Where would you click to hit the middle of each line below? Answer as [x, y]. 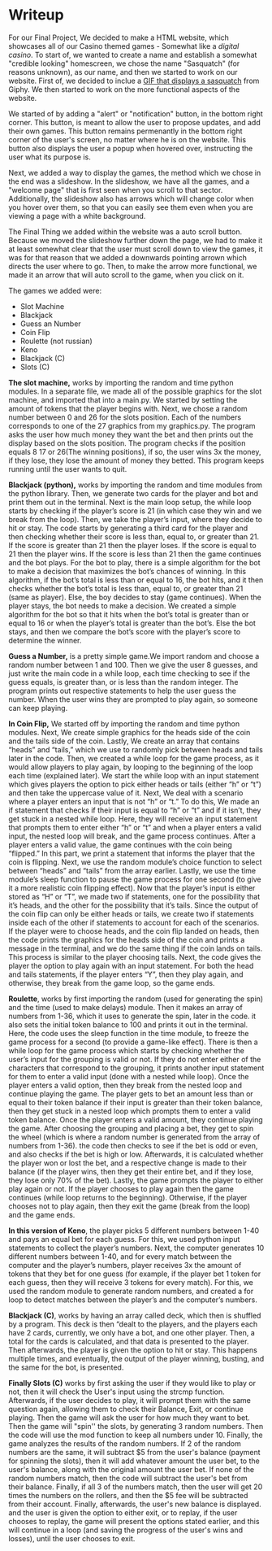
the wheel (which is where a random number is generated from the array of [134, 1137]
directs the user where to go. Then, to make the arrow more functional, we [133, 266]
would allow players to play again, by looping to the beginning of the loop [131, 767]
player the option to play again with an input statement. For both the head [131, 965]
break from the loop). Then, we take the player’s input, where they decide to [135, 519]
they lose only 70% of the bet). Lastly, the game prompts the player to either [136, 1180]
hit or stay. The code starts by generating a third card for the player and [128, 528]
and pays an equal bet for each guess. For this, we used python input [124, 1239]
